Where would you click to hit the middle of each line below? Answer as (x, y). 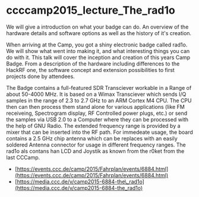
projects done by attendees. (41, 76)
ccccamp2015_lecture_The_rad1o (91, 10)
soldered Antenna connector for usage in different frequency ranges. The (96, 145)
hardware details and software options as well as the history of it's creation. (99, 33)
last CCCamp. (23, 157)
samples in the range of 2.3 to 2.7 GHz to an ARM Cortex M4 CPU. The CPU (99, 100)
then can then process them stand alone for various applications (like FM (96, 107)
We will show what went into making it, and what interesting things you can (98, 51)
